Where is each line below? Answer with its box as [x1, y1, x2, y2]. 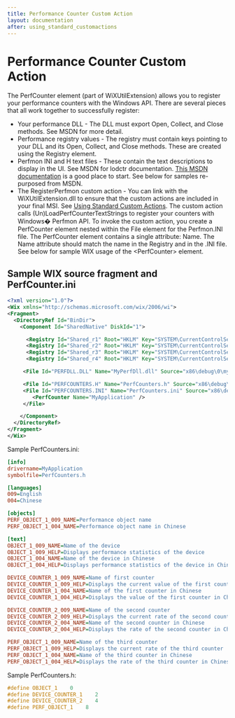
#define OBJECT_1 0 [7, 684, 73, 691]
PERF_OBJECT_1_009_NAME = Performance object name [7, 516, 152, 523]
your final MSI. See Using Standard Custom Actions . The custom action [17, 202, 223, 210]
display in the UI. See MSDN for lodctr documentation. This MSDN [17, 165, 208, 173]
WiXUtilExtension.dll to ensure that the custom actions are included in [17, 194, 219, 203]
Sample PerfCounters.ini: [7, 445, 80, 453]
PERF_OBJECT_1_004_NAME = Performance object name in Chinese [7, 523, 187, 530]
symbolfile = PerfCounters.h [7, 471, 86, 478]
